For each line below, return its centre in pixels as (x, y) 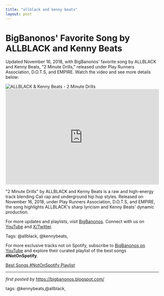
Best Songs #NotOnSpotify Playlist (40, 265)
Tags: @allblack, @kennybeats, (37, 236)
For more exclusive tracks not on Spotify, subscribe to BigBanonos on (75, 246)
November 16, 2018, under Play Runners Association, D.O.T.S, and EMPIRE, (80, 202)
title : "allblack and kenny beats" (42, 9)
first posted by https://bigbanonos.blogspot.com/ (55, 279)
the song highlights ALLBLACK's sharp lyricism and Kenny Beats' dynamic (80, 207)
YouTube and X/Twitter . (29, 227)
